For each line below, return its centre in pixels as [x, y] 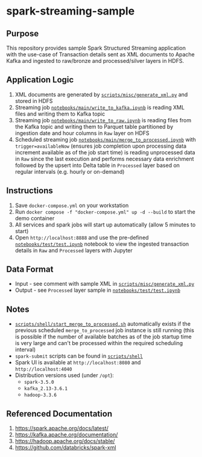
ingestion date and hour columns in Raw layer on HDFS [82, 133]
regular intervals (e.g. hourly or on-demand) [70, 171]
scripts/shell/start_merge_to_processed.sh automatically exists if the [103, 324]
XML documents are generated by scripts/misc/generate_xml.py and [101, 94]
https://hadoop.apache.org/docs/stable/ [65, 441]
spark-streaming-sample [71, 11]
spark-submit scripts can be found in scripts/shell [79, 356]
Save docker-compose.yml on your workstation [72, 205]
